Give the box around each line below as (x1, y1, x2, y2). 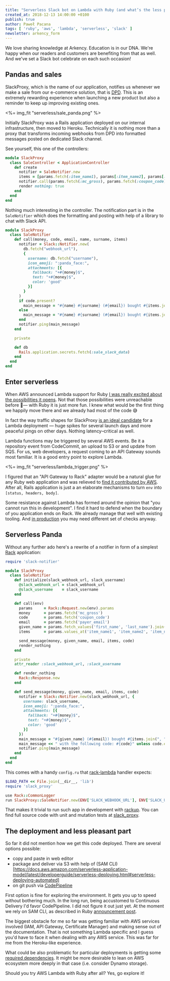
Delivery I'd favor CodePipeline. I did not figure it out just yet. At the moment (5, 903, 164, 909)
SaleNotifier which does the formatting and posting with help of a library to (5, 212, 164, 219)
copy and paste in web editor (12, 855, 74, 862)
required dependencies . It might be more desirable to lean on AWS (5, 955, 144, 961)
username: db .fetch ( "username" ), (27, 256, 99, 261)
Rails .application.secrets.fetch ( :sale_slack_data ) (18, 349, 130, 355)
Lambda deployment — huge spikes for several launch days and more (5, 422, 151, 428)
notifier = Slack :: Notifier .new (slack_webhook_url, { (18, 694, 135, 699)
